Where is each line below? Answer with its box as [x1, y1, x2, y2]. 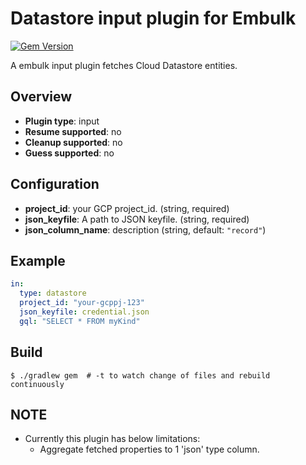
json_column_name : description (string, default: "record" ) [24, 223, 267, 236]
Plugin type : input [24, 115, 100, 127]
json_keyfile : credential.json [19, 307, 150, 317]
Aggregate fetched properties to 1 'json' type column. [39, 443, 260, 456]
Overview [10, 88, 73, 106]
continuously [10, 379, 65, 389]
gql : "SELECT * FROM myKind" [19, 316, 141, 326]
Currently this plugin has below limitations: [24, 433, 201, 445]
